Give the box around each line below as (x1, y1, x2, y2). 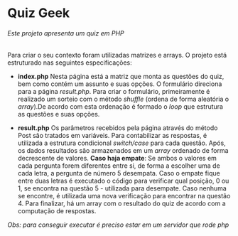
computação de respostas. (17, 207, 97, 215)
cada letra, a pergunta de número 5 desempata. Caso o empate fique (17, 169, 220, 178)
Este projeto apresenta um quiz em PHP (7, 28, 124, 37)
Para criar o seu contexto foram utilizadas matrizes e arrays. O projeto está (7, 51, 227, 60)
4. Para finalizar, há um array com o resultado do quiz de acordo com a (17, 199, 226, 208)
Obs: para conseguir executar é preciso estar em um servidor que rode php (7, 220, 229, 229)
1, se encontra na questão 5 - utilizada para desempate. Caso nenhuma (17, 184, 227, 193)
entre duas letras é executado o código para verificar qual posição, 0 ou (17, 176, 229, 186)
